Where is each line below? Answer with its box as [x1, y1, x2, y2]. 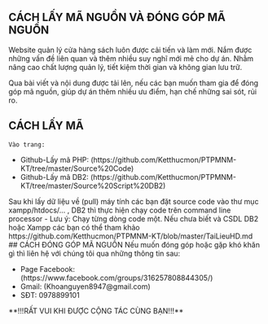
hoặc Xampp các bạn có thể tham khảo [8, 222, 140, 232]
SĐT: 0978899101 [20, 290, 80, 300]
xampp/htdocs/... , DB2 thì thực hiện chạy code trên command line [8, 205, 231, 215]
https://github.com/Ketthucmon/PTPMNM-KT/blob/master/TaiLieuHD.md [8, 231, 253, 241]
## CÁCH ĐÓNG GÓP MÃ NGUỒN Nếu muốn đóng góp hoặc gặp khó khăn [8, 239, 261, 249]
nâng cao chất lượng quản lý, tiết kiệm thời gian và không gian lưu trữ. [8, 62, 243, 72]
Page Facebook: [20, 264, 76, 274]
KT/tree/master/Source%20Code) [20, 163, 134, 173]
